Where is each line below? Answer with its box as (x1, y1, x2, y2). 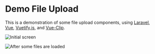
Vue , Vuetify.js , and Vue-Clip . (5, 24, 65, 30)
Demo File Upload (5, 3, 79, 15)
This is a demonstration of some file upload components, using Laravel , (5, 19, 150, 25)
